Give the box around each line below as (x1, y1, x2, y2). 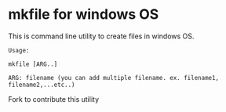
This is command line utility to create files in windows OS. (8, 31, 195, 41)
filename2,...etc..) (8, 81, 76, 89)
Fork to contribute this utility (8, 94, 100, 103)
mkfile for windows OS (8, 5, 159, 23)
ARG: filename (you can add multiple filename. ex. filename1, (8, 74, 220, 81)
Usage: (8, 46, 30, 54)
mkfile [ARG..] (8, 60, 58, 68)
